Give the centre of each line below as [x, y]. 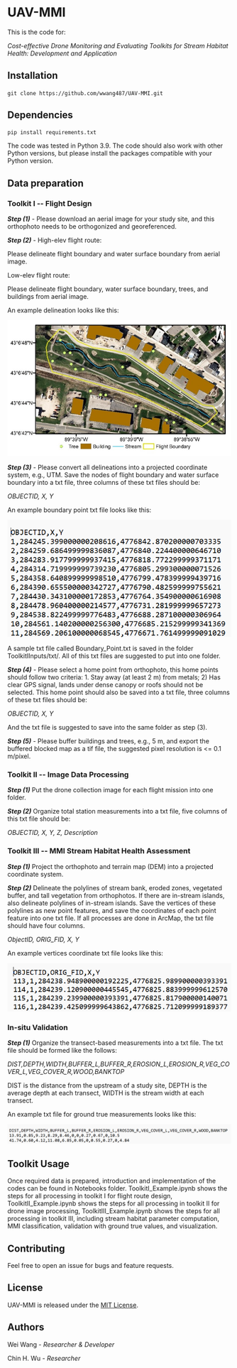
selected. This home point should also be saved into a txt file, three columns [119, 692]
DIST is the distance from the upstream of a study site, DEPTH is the [107, 1085]
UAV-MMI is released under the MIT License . [73, 1305]
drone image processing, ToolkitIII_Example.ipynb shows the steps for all [114, 1211]
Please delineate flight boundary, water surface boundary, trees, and [108, 289]
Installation [33, 76]
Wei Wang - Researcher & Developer [61, 1344]
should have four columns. [46, 925]
